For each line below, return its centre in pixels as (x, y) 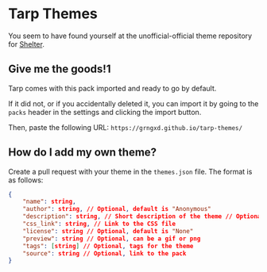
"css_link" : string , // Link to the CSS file (99, 224)
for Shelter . (27, 44)
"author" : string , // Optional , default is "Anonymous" (117, 209)
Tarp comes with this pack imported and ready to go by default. (112, 88)
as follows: (26, 180)
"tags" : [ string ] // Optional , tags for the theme (108, 246)
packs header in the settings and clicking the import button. (105, 112)
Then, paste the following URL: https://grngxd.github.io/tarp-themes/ (126, 127)
